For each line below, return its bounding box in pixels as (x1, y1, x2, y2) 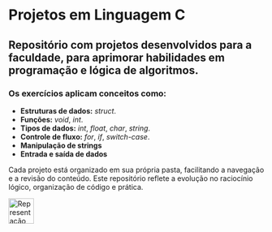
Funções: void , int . (19, 114, 84, 124)
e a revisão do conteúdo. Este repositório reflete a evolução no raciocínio (8, 173, 253, 183)
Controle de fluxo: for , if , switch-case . (19, 131, 150, 141)
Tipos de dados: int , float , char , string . (19, 123, 151, 133)
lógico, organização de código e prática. (8, 182, 144, 191)
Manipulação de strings (19, 140, 102, 150)
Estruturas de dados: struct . (19, 105, 116, 115)
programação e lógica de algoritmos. (8, 63, 199, 77)
